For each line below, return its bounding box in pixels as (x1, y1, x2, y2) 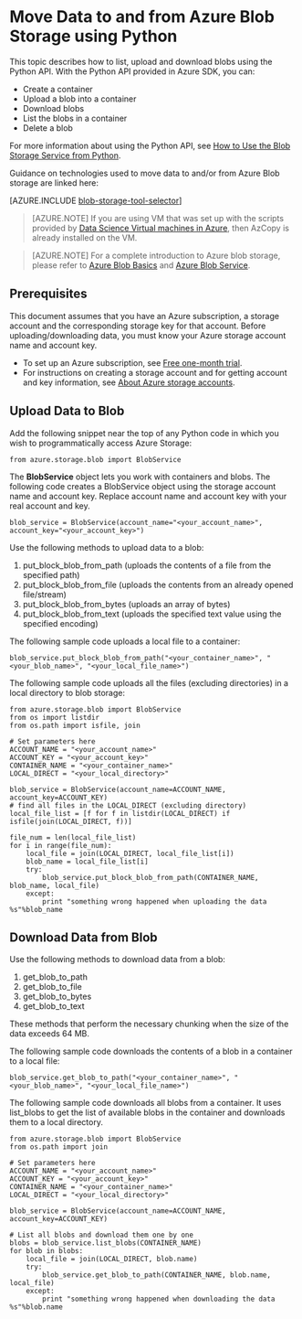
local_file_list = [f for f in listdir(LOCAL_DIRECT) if (9, 809, 231, 818)
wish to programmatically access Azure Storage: (9, 437, 193, 448)
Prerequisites (9, 286, 88, 302)
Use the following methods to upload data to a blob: (9, 542, 204, 552)
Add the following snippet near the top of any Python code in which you (9, 427, 280, 438)
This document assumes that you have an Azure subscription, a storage (9, 310, 280, 321)
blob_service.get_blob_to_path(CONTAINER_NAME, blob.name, (42, 1271, 272, 1280)
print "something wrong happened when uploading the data (42, 896, 267, 906)
